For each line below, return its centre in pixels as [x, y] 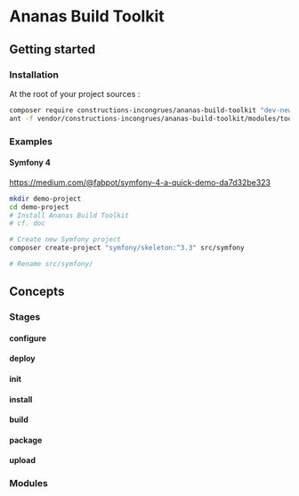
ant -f [21, 118]
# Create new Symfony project [65, 240]
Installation [34, 75]
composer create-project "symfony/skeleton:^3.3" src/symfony [127, 248]
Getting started [53, 49]
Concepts [37, 292]
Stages [25, 317]
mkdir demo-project [45, 199]
